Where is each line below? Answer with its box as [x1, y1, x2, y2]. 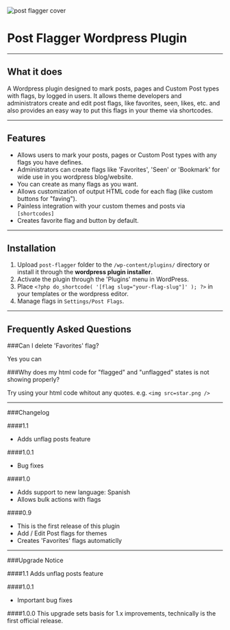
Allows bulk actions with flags [16, 496, 101, 504]
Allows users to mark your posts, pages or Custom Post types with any [16, 151, 217, 159]
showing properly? [7, 376, 60, 384]
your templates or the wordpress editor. [16, 290, 129, 298]
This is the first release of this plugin [16, 522, 120, 531]
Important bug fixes [16, 596, 73, 605]
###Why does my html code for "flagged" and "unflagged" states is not [7, 368, 210, 376]
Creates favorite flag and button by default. [16, 216, 139, 224]
